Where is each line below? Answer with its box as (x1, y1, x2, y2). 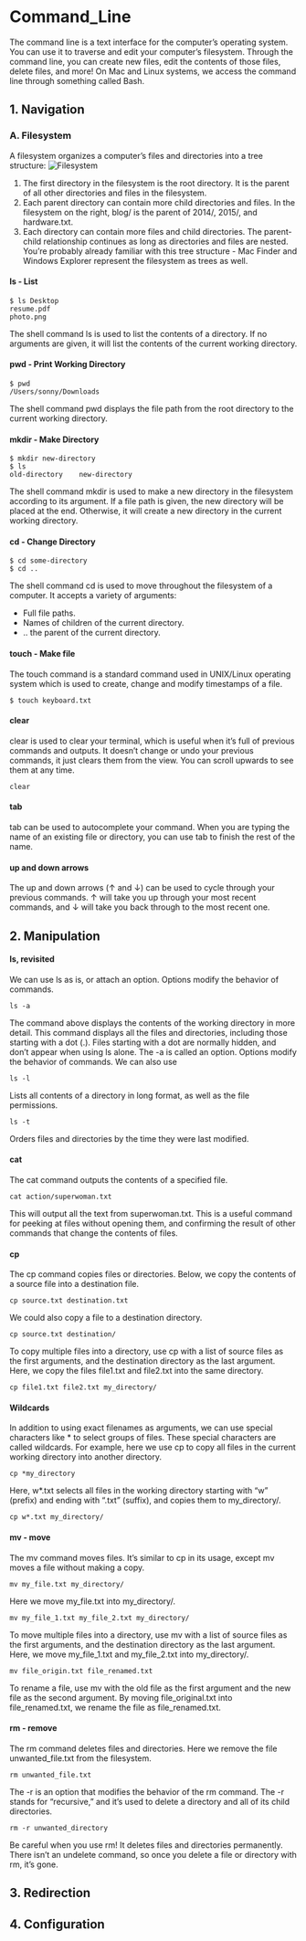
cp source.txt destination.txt (9, 1296, 129, 1305)
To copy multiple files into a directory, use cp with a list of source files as (9, 1345, 284, 1357)
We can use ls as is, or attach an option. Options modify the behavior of (9, 974, 280, 985)
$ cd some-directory (9, 556, 89, 565)
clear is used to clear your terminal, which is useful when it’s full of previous (9, 735, 295, 746)
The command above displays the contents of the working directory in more (9, 1017, 295, 1029)
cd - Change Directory (9, 536, 96, 547)
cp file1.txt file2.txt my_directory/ (9, 1383, 157, 1392)
